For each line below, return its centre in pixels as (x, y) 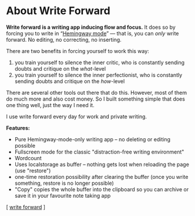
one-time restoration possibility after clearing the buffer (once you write (101, 177)
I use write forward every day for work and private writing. (77, 117)
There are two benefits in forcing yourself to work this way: (78, 51)
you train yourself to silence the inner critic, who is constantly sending (100, 62)
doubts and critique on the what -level (60, 68)
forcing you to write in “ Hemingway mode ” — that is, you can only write (93, 33)
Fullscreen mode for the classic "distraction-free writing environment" (99, 152)
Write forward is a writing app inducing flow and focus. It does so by (91, 27)
